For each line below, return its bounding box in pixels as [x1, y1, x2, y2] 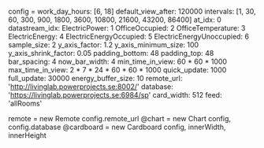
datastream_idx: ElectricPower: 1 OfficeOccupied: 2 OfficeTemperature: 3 [8, 24, 246, 32]
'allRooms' [8, 98, 43, 108]
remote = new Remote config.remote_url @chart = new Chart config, [8, 114, 231, 123]
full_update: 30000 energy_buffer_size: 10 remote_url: [8, 74, 183, 83]
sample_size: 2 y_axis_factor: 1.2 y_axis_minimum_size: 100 [8, 40, 199, 50]
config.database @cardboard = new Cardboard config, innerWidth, [8, 122, 226, 131]
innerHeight [8, 131, 46, 140]
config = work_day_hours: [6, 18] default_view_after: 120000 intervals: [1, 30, [8, 7, 256, 16]
